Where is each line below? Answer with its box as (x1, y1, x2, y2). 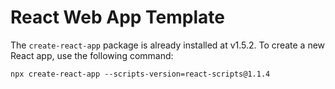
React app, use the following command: (10, 49, 174, 61)
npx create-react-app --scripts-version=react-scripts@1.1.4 (10, 69, 271, 79)
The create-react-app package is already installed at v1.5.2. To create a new (10, 39, 326, 51)
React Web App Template (10, 6, 225, 29)
